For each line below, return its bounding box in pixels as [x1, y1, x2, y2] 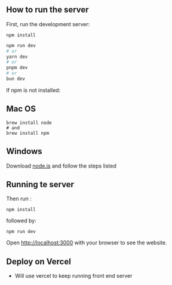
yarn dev [6, 54, 28, 60]
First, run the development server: [6, 20, 90, 27]
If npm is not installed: [6, 86, 61, 94]
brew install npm [6, 130, 50, 136]
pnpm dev [6, 65, 28, 71]
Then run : [6, 195, 32, 202]
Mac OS [6, 104, 36, 114]
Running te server [6, 179, 75, 190]
